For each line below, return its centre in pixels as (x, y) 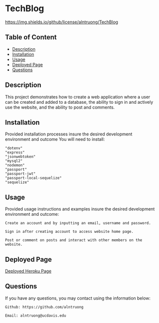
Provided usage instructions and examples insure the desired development (80, 209)
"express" (15, 152)
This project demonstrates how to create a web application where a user (78, 97)
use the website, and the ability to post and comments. (60, 107)
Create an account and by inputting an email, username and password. (78, 223)
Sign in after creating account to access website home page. (69, 232)
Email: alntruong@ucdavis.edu (36, 315)
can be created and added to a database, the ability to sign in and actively (79, 102)
